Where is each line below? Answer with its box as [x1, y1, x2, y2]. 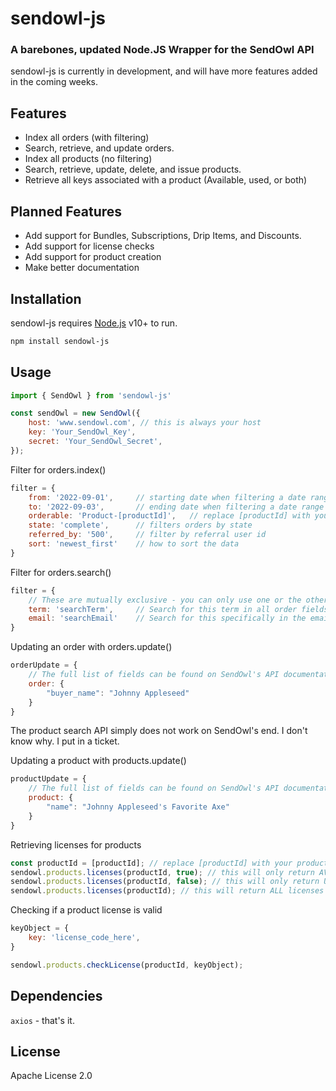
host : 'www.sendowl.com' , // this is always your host [28, 418, 262, 428]
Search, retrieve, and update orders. [24, 142, 175, 154]
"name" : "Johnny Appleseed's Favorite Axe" [46, 802, 230, 812]
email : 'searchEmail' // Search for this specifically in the [28, 613, 307, 624]
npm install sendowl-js [10, 336, 110, 346]
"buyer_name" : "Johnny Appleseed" [46, 688, 190, 698]
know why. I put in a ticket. [10, 735, 120, 747]
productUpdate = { [10, 774, 87, 784]
